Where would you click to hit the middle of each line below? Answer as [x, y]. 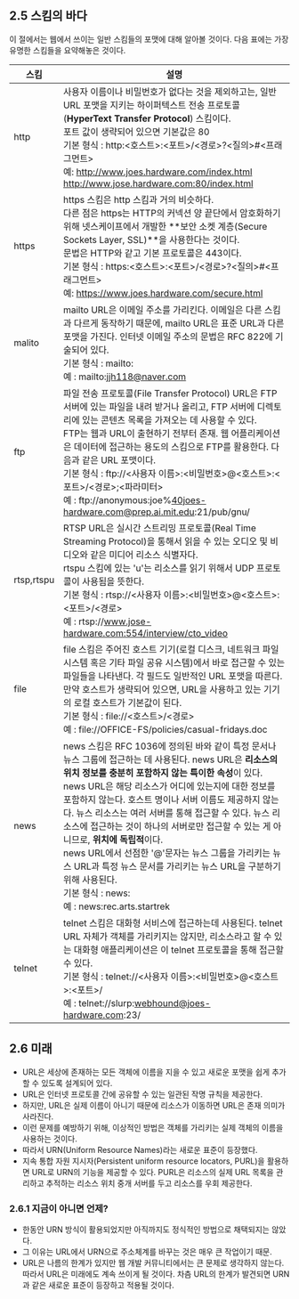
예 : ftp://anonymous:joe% [117, 499]
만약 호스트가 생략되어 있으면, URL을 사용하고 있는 [162, 689]
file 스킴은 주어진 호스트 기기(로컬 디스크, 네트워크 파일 [171, 649]
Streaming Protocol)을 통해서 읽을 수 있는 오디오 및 [166, 541]
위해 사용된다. [90, 880]
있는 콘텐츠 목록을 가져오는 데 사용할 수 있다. [169, 419]
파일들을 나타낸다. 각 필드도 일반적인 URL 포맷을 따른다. [173, 676]
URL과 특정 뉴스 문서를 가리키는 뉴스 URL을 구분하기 [178, 866]
